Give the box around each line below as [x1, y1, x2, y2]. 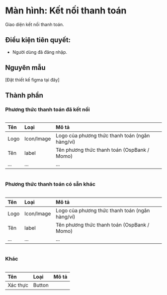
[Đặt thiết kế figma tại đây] [5, 77, 60, 83]
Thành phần [5, 91, 43, 99]
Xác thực [7, 282, 29, 289]
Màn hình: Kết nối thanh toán [5, 5, 127, 16]
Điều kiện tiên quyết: [5, 36, 71, 44]
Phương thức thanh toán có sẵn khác [5, 181, 96, 188]
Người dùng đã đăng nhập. [12, 49, 68, 55]
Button [33, 282, 49, 289]
